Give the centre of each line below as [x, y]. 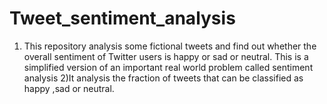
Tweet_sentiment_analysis [122, 18]
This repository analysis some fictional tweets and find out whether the [170, 46]
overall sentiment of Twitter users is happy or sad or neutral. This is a [166, 56]
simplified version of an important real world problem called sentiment [168, 67]
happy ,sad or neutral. [69, 88]
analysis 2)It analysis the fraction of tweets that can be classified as [163, 78]
